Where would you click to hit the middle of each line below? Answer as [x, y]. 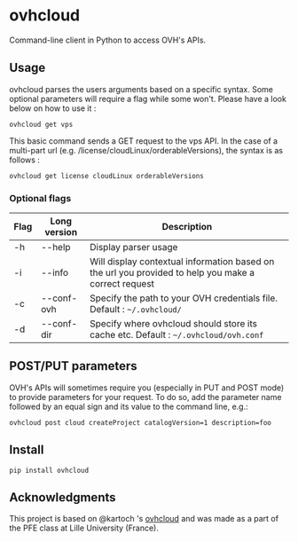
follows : [24, 160]
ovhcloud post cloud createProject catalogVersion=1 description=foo [141, 422]
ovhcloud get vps [41, 124]
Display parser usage [134, 247]
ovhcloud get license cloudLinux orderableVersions [106, 176]
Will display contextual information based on [182, 262]
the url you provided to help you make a [173, 273]
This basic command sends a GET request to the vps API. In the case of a [143, 141]
